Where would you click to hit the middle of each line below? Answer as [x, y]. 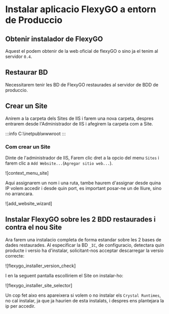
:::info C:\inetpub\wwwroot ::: [36, 134]
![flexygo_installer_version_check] [41, 266]
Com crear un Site [28, 147]
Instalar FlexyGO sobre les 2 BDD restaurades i [80, 219]
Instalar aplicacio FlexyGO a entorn [81, 9]
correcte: [15, 256]
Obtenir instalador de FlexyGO [54, 39]
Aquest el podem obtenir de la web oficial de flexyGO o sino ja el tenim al [82, 51]
